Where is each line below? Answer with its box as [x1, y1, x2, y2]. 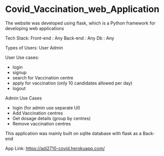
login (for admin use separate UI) [12, 104, 81, 110]
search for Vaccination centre [12, 74, 74, 80]
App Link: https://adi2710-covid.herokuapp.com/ [5, 145, 105, 151]
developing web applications [5, 25, 64, 31]
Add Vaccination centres [12, 110, 63, 116]
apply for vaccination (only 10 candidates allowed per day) [12, 80, 133, 86]
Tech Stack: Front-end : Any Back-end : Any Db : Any [5, 35, 115, 41]
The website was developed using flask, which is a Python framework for [5, 20, 156, 26]
